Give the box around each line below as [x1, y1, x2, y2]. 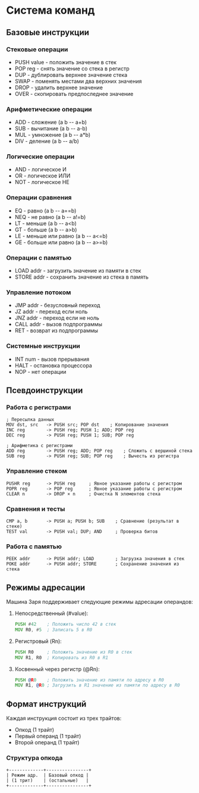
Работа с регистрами [6, 403, 71, 411]
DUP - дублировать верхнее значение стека [14, 71, 128, 78]
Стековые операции [6, 45, 68, 54]
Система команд [6, 4, 95, 17]
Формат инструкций [6, 699, 87, 709]
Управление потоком [6, 288, 71, 296]
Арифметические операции [6, 105, 92, 113]
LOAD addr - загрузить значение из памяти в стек [14, 267, 141, 274]
